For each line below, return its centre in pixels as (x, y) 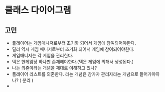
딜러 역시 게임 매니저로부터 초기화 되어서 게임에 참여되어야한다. (73, 49)
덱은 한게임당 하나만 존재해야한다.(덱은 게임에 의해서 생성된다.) (73, 62)
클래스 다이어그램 (38, 10)
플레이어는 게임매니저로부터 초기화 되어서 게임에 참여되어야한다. (74, 43)
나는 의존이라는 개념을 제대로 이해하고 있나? (54, 68)
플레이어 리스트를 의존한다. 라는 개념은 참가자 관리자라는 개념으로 (75, 74)
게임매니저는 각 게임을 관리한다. (42, 55)
